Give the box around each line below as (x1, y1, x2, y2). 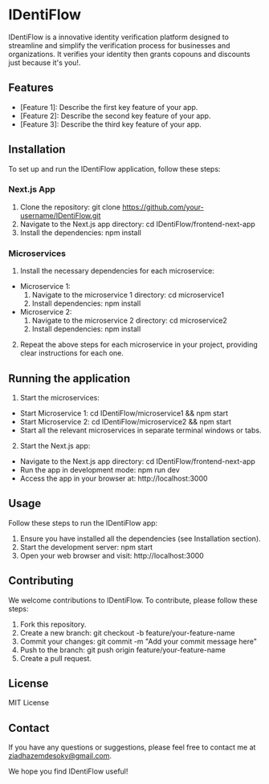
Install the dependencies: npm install (19, 227, 142, 238)
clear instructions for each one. (19, 348, 124, 358)
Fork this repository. (19, 619, 87, 629)
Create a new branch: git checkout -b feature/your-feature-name (19, 628, 235, 637)
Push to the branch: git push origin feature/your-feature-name (19, 644, 226, 655)
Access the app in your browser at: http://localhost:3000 (19, 473, 208, 483)
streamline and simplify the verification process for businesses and (8, 40, 230, 50)
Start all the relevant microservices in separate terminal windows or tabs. (19, 425, 262, 435)
